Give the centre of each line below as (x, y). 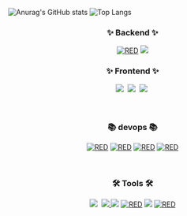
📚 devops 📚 (133, 127)
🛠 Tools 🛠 (133, 183)
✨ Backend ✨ (133, 32)
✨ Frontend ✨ (133, 71)
